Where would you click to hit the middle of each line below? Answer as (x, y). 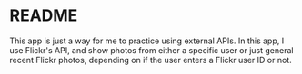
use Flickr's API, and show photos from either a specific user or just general (151, 50)
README (44, 16)
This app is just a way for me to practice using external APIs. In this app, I (147, 41)
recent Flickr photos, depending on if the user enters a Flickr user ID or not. (151, 60)
